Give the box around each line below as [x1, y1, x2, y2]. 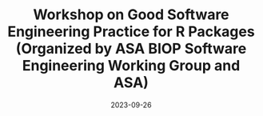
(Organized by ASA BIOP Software [15, 40, 247, 58]
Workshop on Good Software [32, 6, 230, 24]
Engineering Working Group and [22, 57, 241, 75]
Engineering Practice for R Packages [7, 22, 255, 41]
